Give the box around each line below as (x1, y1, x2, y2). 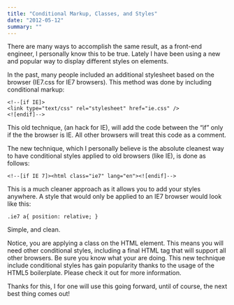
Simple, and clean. (7, 225, 61, 234)
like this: (7, 200, 31, 208)
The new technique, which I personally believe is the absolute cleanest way (7, 144, 225, 153)
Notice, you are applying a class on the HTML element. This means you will (7, 239, 224, 248)
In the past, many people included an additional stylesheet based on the (7, 70, 214, 79)
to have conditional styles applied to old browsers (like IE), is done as (7, 151, 206, 161)
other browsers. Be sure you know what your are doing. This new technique (7, 254, 226, 262)
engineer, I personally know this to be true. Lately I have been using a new (7, 50, 221, 58)
